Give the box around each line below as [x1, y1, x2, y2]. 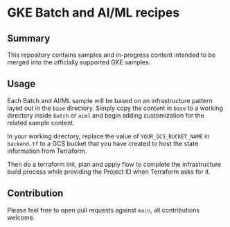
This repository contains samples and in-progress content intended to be [7, 51, 216, 59]
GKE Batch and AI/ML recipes [7, 5, 180, 21]
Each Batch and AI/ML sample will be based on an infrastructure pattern [7, 96, 213, 105]
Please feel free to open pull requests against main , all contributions [7, 206, 200, 214]
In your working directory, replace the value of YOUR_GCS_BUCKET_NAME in [7, 131, 210, 140]
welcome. [7, 213, 35, 221]
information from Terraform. [7, 147, 87, 155]
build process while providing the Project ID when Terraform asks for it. [7, 167, 211, 176]
